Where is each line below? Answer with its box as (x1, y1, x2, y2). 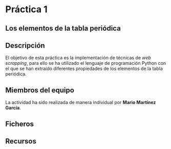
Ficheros (5, 119, 34, 128)
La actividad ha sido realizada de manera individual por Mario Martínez (5, 100, 156, 106)
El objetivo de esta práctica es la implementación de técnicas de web (5, 55, 151, 61)
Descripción (5, 41, 45, 49)
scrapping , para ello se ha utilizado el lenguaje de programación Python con (5, 60, 166, 66)
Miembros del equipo (5, 86, 74, 94)
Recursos (5, 137, 37, 145)
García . (5, 105, 22, 111)
